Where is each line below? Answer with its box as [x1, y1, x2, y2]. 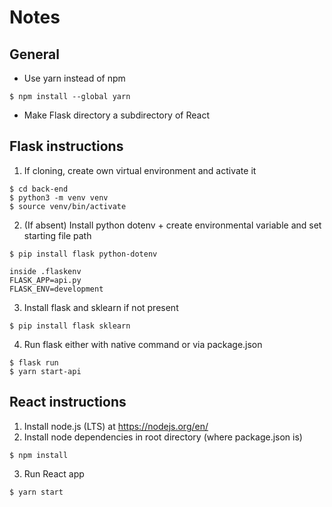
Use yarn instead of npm [23, 72, 126, 84]
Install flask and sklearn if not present [23, 301, 179, 313]
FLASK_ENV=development [9, 284, 104, 294]
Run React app [23, 467, 85, 480]
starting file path [23, 229, 92, 241]
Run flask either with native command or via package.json [23, 338, 263, 350]
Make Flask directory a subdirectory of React [23, 109, 210, 121]
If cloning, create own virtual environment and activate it [23, 164, 257, 176]
